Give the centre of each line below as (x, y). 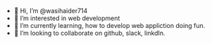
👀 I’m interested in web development (67, 18)
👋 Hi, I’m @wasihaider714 (51, 11)
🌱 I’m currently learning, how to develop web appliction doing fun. (110, 25)
